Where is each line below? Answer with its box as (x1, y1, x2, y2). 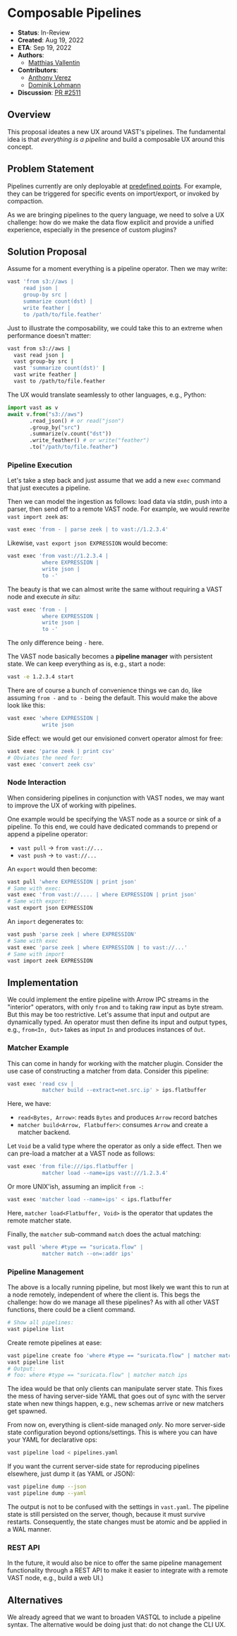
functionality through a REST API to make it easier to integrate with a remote (7, 1566, 229, 1575)
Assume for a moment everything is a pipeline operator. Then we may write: (7, 265, 228, 273)
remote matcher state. (7, 1216, 72, 1225)
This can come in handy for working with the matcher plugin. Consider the (7, 1059, 224, 1067)
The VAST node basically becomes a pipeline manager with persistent (7, 652, 213, 661)
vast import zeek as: (7, 512, 68, 521)
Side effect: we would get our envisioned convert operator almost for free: (7, 734, 224, 742)
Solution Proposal (7, 246, 87, 258)
